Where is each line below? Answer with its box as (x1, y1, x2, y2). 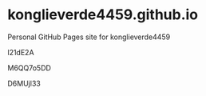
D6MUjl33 (7, 78, 41, 88)
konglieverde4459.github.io (7, 6, 199, 24)
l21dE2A (7, 47, 34, 57)
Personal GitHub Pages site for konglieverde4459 (7, 32, 171, 42)
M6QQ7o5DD (7, 62, 51, 73)
